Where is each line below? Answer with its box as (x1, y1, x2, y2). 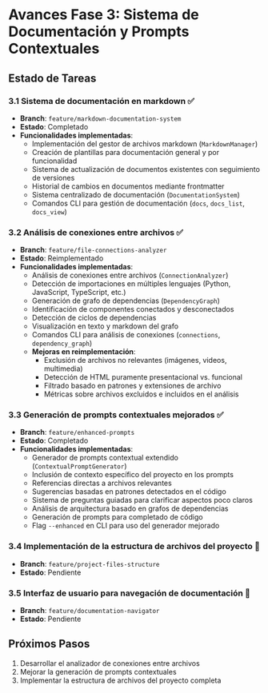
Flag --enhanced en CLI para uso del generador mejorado (31, 521, 220, 531)
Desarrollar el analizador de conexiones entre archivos (19, 658, 200, 668)
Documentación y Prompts (8, 22, 190, 41)
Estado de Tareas (8, 71, 97, 85)
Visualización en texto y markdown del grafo (31, 321, 179, 331)
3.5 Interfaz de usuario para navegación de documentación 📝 (8, 587, 250, 599)
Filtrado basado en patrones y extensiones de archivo (43, 381, 222, 391)
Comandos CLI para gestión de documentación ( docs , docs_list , (31, 198, 246, 208)
